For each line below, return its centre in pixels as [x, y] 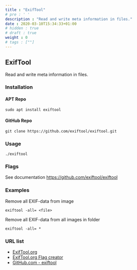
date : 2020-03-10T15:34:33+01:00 [41, 24]
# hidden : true [22, 28]
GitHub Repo [19, 121]
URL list [14, 241]
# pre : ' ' [17, 14]
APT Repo [16, 99]
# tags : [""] [20, 42]
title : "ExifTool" [25, 10]
